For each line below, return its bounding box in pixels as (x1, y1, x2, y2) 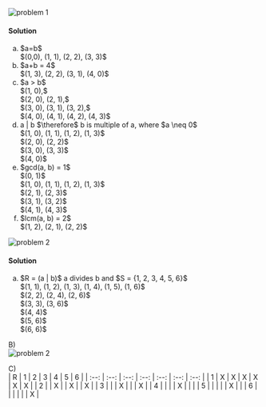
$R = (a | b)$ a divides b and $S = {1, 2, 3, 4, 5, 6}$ (19, 273, 188, 283)
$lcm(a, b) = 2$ (19, 213, 72, 223)
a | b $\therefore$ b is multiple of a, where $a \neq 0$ (19, 120, 198, 130)
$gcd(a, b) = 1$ (19, 162, 71, 172)
